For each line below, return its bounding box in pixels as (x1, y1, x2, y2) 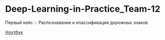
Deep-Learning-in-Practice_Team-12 (5, 3, 161, 15)
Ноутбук (5, 29, 23, 35)
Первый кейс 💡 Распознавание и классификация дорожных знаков (5, 20, 148, 25)
